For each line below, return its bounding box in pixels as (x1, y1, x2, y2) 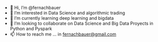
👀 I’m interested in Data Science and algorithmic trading (10, 10, 125, 16)
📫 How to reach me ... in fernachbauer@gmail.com (10, 31, 116, 37)
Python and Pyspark (10, 26, 52, 32)
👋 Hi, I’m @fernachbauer (10, 5, 61, 10)
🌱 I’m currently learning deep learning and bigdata (10, 15, 114, 21)
